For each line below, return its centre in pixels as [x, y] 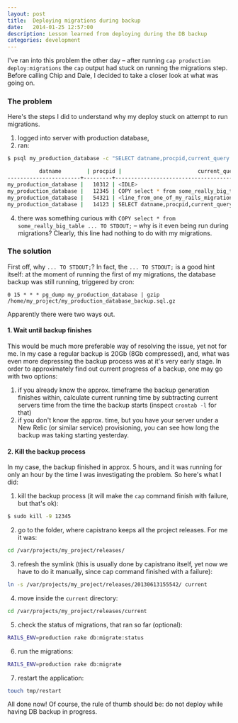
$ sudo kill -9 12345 [39, 517]
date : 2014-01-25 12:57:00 [50, 27]
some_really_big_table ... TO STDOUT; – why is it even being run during [123, 225]
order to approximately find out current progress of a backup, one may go [115, 369]
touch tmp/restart [34, 691]
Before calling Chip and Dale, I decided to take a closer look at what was [113, 76]
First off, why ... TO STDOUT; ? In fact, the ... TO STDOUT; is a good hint [111, 267]
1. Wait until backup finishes [50, 330]
